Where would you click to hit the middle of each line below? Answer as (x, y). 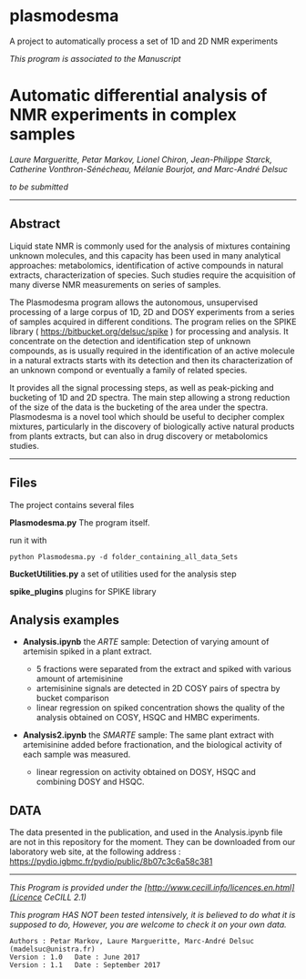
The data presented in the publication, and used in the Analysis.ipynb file (146, 832)
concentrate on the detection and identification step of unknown (130, 341)
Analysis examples (65, 620)
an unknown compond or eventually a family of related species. (128, 370)
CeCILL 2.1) (65, 897)
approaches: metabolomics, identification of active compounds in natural (147, 265)
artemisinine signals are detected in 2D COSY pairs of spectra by (158, 688)
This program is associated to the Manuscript (95, 58)
